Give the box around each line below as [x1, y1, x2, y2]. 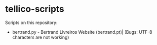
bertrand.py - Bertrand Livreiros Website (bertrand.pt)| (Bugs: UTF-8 [12, 29, 153, 35]
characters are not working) [12, 34, 69, 40]
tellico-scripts [5, 3, 64, 15]
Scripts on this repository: [5, 20, 58, 25]
